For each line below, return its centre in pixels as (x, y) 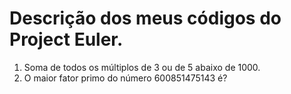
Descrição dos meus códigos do (145, 18)
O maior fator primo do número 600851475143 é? (125, 78)
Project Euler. (66, 39)
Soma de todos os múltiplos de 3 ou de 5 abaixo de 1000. (142, 67)
